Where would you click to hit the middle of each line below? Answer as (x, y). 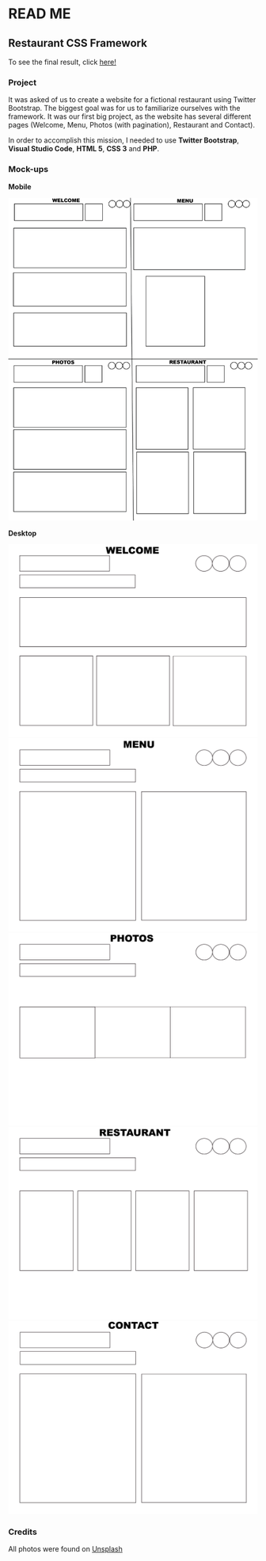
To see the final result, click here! (63, 62)
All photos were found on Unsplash (65, 1548)
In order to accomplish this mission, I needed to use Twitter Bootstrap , (124, 140)
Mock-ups (28, 169)
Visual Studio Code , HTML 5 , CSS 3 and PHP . (84, 149)
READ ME (40, 14)
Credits (23, 1532)
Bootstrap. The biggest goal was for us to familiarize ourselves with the (124, 109)
